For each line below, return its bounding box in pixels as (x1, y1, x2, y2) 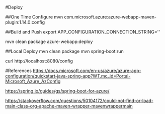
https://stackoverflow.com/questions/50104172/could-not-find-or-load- (5, 97, 153, 103)
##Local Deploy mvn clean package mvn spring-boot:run (5, 48, 124, 54)
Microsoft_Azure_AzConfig (5, 78, 61, 84)
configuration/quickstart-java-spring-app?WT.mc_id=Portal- (5, 73, 131, 79)
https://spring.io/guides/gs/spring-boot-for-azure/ (5, 88, 110, 94)
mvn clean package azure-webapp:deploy (5, 38, 93, 44)
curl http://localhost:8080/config (5, 58, 73, 64)
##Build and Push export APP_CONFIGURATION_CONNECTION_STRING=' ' (5, 29, 160, 34)
